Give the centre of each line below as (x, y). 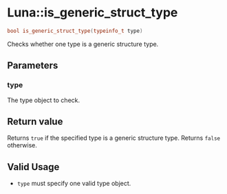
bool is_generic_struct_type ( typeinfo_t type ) (75, 31)
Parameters (33, 65)
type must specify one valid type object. (74, 184)
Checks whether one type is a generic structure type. (83, 44)
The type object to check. (44, 100)
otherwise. (22, 145)
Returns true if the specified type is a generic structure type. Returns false (114, 138)
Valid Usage (33, 167)
